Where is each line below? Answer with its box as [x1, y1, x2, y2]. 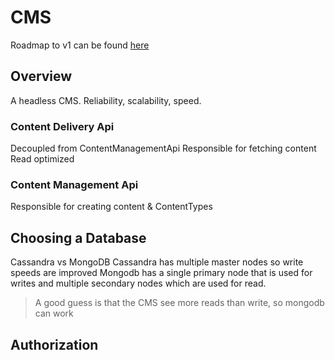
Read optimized [10, 153, 75, 165]
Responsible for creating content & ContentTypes [10, 201, 213, 213]
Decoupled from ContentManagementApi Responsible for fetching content [10, 142, 317, 155]
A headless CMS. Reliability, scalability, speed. [10, 94, 202, 106]
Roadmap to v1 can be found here [10, 39, 150, 51]
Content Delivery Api [10, 119, 115, 133]
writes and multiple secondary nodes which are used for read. [10, 277, 267, 290]
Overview [10, 68, 73, 85]
